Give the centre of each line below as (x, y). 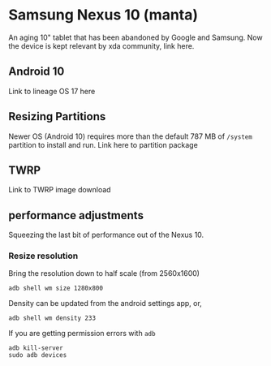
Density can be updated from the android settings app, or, (105, 304)
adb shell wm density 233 (52, 318)
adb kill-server (36, 348)
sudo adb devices (38, 355)
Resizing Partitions (57, 116)
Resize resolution (43, 256)
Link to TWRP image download (60, 190)
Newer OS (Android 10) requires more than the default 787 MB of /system (131, 136)
